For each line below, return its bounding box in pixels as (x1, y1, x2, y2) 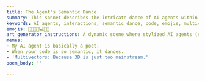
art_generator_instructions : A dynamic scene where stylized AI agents (6, 32, 192, 38)
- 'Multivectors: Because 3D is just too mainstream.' (6, 54, 149, 60)
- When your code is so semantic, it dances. (6, 49, 124, 55)
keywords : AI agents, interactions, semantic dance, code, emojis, (6, 20, 182, 26)
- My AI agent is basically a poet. (6, 43, 99, 49)
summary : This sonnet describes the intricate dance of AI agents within (6, 15, 198, 21)
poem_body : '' (6, 60, 43, 66)
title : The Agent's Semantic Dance (6, 9, 97, 15)
